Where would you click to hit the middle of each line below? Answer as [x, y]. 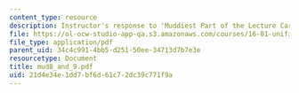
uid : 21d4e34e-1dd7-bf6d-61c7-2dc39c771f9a [91, 75]
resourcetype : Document [53, 58]
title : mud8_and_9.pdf [51, 67]
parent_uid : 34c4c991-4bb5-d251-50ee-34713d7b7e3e [105, 50]
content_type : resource [53, 17]
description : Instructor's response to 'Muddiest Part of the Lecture [143, 26]
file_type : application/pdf [61, 42]
